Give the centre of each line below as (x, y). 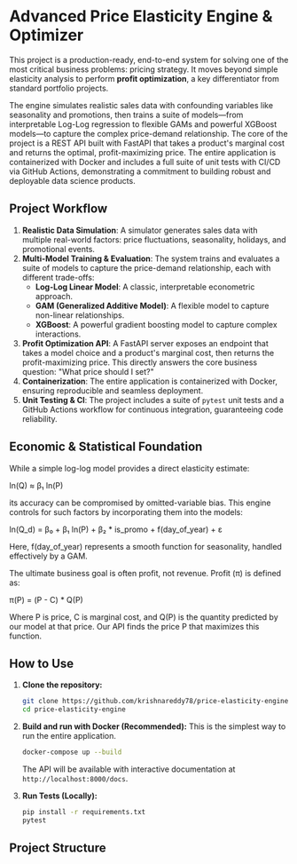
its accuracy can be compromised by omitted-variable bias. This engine (141, 503)
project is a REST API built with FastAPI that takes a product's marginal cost (147, 143)
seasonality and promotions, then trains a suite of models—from (126, 115)
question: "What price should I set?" (88, 371)
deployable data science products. (72, 180)
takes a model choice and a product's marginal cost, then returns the (148, 353)
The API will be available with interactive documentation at (129, 769)
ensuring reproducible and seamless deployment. (113, 390)
